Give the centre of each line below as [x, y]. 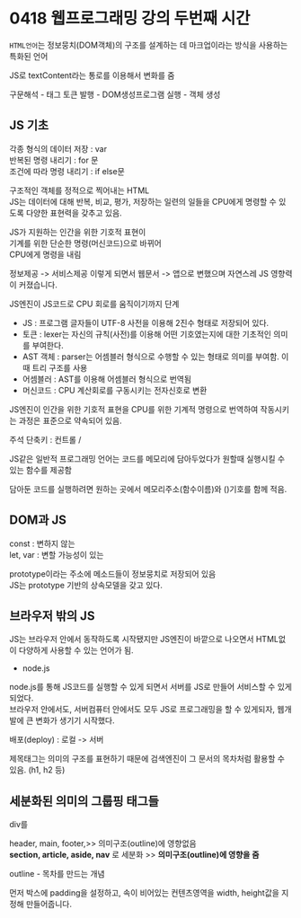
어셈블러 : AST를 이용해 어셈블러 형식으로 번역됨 [106, 379]
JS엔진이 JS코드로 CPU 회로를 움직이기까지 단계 [94, 304]
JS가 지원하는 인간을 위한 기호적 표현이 [78, 232]
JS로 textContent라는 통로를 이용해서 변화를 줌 [92, 75]
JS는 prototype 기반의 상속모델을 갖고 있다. [86, 585]
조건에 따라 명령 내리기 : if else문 [67, 171]
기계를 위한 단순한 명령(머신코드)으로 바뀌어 [85, 243]
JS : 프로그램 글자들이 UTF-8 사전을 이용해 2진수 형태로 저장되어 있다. [146, 322]
